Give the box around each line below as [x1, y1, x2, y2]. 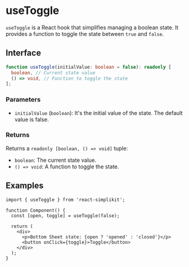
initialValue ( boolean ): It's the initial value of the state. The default [14, 109, 183, 116]
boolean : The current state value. [14, 156, 97, 164]
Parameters [5, 95, 41, 104]
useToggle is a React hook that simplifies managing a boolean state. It [5, 24, 179, 31]
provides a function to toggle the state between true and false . [5, 30, 164, 37]
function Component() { [5, 207, 66, 213]
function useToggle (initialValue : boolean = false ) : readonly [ [5, 64, 171, 70]
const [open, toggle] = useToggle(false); [11, 212, 120, 219]
